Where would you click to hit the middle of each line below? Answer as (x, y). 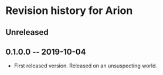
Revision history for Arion (69, 11)
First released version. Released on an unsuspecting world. (86, 66)
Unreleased (27, 32)
